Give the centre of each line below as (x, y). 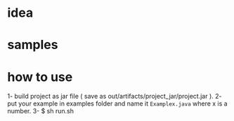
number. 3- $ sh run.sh (40, 111)
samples (33, 45)
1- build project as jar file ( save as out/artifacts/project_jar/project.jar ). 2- (115, 97)
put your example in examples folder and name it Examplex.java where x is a (117, 104)
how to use (40, 77)
